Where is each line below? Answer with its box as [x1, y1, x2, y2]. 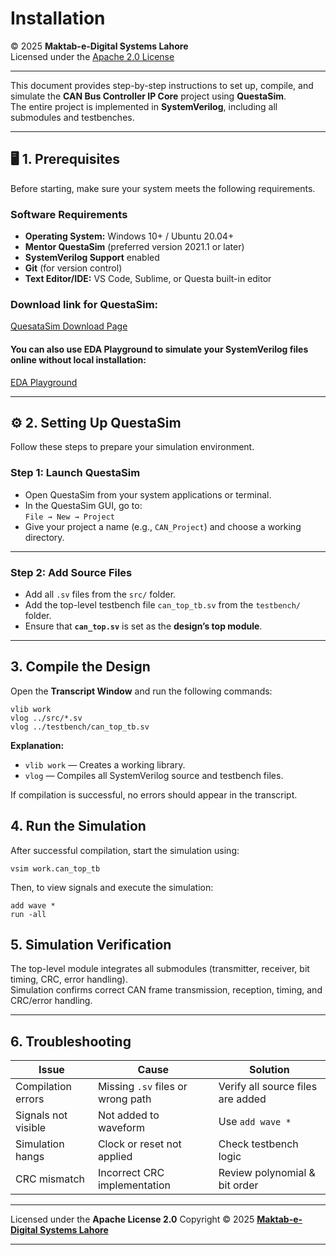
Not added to [97, 1108, 160, 1122]
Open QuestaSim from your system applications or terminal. [24, 488, 272, 501]
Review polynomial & [218, 1166, 316, 1180]
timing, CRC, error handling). [10, 973, 128, 986]
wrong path [97, 1092, 152, 1106]
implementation [97, 1178, 172, 1192]
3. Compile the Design [10, 658, 151, 676]
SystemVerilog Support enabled [24, 252, 160, 264]
